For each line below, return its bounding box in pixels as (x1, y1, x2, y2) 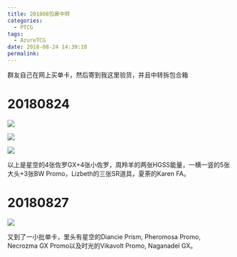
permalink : (7, 51, 40, 58)
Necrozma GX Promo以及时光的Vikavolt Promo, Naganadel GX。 (7, 241, 197, 250)
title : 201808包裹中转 (7, 10, 70, 18)
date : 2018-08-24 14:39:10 (7, 43, 88, 51)
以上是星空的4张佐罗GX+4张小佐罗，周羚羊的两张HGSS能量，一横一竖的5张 (7, 160, 230, 169)
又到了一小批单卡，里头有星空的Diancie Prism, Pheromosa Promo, (7, 232, 201, 241)
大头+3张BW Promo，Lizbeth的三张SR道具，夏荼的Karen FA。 (7, 169, 190, 178)
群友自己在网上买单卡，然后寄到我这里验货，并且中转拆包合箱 (7, 70, 189, 79)
